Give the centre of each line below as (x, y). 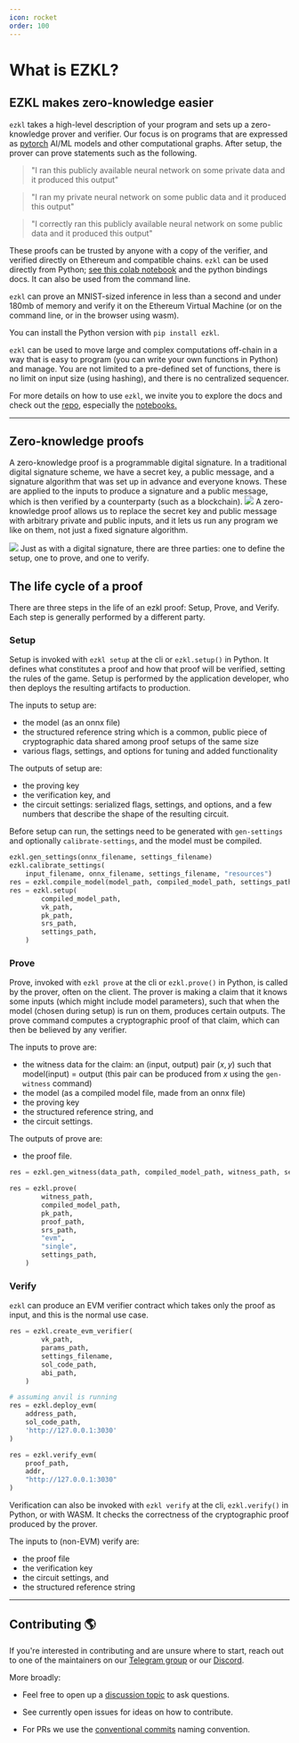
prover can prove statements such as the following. (103, 153)
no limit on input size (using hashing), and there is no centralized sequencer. (149, 378)
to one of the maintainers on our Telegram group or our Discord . (127, 1660)
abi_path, (59, 1373)
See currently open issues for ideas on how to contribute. (127, 1712)
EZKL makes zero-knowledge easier (112, 103)
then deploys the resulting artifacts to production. (100, 688)
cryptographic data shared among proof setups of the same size (141, 742)
